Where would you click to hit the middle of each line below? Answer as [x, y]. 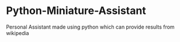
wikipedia [18, 33]
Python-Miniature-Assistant [76, 11]
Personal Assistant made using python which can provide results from [90, 27]
